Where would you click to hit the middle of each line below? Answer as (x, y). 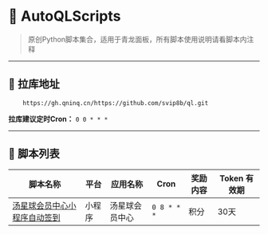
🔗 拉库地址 (34, 84)
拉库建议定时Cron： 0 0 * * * (58, 119)
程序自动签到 (37, 217)
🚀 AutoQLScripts (65, 16)
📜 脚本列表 (34, 154)
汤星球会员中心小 (45, 205)
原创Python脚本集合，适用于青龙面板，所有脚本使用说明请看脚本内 (137, 39)
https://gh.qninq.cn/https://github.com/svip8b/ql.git (116, 103)
